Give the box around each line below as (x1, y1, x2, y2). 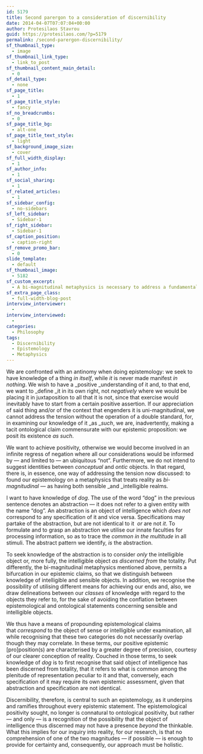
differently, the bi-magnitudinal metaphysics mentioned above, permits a (6, 564, 187, 571)
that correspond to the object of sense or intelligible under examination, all (6, 627, 192, 634)
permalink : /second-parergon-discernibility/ (6, 37, 123, 43)
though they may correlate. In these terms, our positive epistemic (6, 640, 169, 646)
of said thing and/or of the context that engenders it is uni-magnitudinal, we (6, 407, 195, 414)
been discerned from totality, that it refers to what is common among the (6, 665, 187, 672)
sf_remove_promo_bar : (6, 245, 61, 251)
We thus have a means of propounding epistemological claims (6, 620, 161, 627)
